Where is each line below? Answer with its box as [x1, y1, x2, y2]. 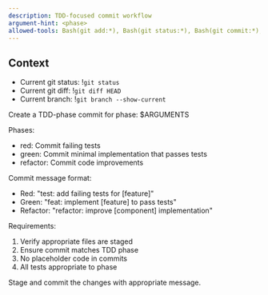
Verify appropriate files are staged [19, 237, 134, 246]
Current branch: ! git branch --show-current [19, 94, 166, 104]
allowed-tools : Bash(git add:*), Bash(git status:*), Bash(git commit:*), [8, 26, 263, 34]
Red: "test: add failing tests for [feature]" [19, 189, 154, 198]
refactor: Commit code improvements [19, 157, 144, 168]
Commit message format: [8, 173, 92, 183]
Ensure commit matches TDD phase [19, 245, 138, 255]
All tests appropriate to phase [19, 262, 118, 272]
